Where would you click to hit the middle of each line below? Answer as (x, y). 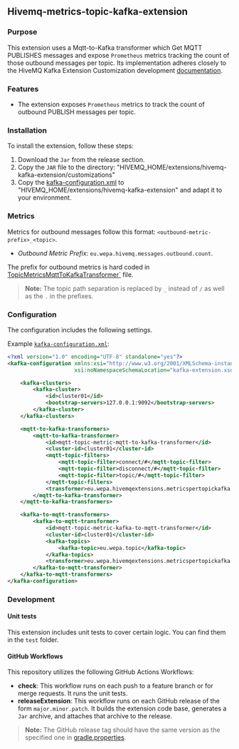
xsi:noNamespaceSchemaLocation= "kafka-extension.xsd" (155, 370)
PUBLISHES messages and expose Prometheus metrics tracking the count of (118, 55)
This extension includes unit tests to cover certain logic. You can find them (117, 632)
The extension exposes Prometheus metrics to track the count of (111, 104)
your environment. (44, 198)
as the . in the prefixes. (59, 296)
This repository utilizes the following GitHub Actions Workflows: (101, 672)
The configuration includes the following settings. (80, 330)
